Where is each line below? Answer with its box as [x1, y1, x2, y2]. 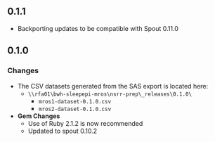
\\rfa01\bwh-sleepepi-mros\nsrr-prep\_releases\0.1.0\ [27, 91, 192, 98]
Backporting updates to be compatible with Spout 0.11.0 [17, 24, 179, 32]
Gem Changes [17, 112, 60, 120]
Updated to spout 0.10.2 [27, 127, 98, 135]
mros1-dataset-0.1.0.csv [38, 98, 112, 105]
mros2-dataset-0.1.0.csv [38, 105, 112, 112]
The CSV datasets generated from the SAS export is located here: [17, 82, 209, 90]
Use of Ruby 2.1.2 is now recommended [27, 119, 143, 127]
